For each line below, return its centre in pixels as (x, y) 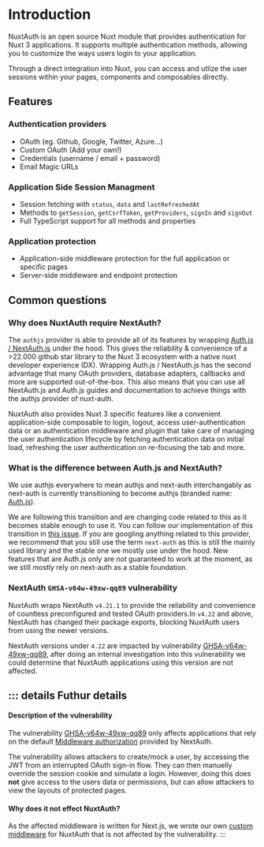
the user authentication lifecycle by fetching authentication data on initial (126, 439)
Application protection (52, 241)
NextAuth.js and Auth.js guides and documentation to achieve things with (127, 390)
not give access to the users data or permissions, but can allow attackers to (131, 782)
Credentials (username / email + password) (90, 158)
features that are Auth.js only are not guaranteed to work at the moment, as (130, 559)
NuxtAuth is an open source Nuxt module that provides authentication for (127, 36)
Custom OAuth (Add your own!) (71, 150)
